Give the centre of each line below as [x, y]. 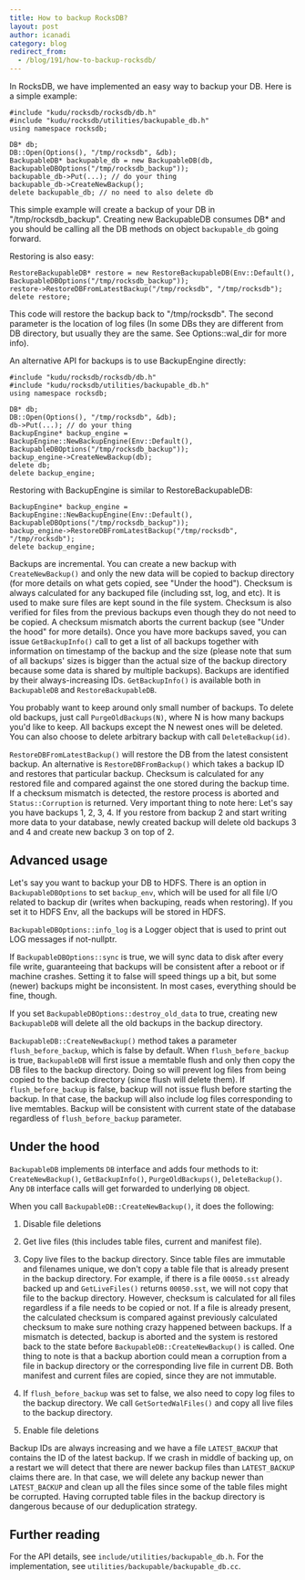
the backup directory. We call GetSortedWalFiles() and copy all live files [158, 1403]
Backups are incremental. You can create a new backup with [123, 564]
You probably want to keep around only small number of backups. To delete [152, 707]
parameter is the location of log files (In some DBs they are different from [147, 324]
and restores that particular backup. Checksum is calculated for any [137, 774]
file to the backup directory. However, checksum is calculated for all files [159, 1298]
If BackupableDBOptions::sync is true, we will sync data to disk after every [147, 957]
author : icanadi [40, 35]
